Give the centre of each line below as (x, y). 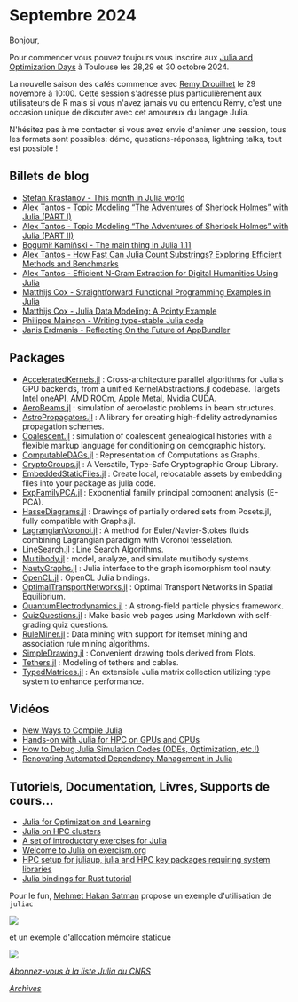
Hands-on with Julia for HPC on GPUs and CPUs (111, 740)
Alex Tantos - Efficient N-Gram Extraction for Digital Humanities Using (149, 273)
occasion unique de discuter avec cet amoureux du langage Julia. (129, 112)
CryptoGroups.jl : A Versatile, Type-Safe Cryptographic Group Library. (150, 464)
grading (36, 624)
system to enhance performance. (83, 681)
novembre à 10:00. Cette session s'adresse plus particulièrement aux (135, 93)
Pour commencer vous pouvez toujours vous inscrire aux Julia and (131, 57)
